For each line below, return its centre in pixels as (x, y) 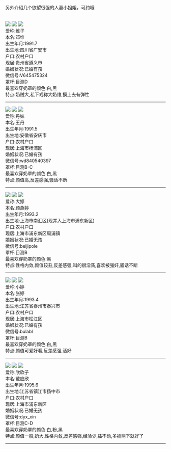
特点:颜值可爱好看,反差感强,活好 (39, 350)
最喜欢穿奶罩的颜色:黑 (28, 259)
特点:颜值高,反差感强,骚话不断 (36, 180)
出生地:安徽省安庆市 (26, 135)
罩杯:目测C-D (19, 423)
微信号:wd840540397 (28, 161)
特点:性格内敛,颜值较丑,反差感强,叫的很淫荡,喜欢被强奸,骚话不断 (72, 265)
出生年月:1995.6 (22, 385)
